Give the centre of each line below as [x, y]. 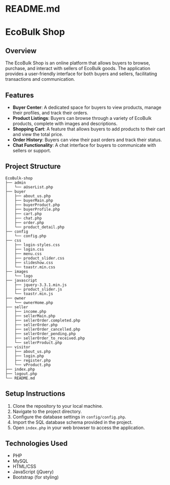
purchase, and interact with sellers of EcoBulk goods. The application [78, 69]
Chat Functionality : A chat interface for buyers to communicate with [84, 145]
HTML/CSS [24, 466]
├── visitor [18, 347]
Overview [21, 51]
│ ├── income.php [26, 311]
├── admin [16, 183]
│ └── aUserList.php [29, 187]
